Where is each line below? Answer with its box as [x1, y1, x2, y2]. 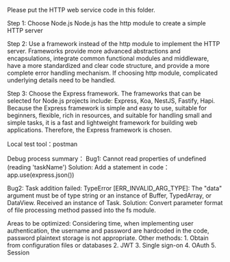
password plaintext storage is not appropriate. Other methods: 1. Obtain [7, 234, 209, 242]
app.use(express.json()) [7, 171, 75, 179]
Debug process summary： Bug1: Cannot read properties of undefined [7, 154, 207, 163]
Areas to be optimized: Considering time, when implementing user [7, 219, 194, 227]
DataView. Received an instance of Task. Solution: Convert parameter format [7, 199, 223, 206]
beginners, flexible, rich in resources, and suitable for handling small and [7, 111, 212, 119]
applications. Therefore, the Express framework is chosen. [7, 126, 172, 134]
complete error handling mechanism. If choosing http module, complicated [7, 69, 218, 77]
